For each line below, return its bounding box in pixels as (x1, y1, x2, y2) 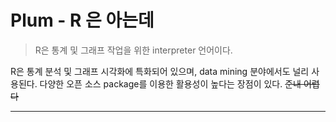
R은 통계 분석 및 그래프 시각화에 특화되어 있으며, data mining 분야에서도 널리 (10, 65, 310, 77)
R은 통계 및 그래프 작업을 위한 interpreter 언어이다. (34, 44, 233, 56)
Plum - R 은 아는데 (10, 9, 155, 32)
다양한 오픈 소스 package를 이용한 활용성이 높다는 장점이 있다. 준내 (39, 77, 302, 90)
